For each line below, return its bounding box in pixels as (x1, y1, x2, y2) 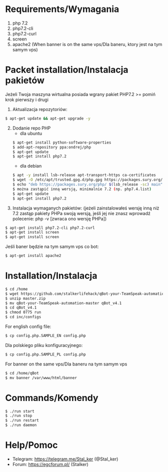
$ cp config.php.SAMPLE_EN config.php (5, 333, 86, 338)
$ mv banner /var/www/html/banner (5, 375, 77, 380)
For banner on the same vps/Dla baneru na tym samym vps (5, 361, 127, 367)
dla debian (19, 163, 42, 169)
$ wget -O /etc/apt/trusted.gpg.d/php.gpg (12, 177, 102, 182)
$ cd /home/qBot (5, 370, 39, 375)
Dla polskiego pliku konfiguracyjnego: (5, 342, 83, 348)
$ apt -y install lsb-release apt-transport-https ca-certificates (12, 172, 156, 178)
